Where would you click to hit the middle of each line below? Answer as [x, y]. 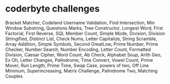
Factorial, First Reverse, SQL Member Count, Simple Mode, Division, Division [85, 33]
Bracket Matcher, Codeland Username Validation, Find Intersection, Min [80, 23]
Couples [14, 76]
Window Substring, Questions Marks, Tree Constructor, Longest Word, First [84, 28]
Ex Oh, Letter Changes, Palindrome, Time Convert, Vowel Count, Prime [79, 60]
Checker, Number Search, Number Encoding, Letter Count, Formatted [78, 49]
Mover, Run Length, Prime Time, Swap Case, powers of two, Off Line [77, 65]
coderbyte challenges [53, 9]
